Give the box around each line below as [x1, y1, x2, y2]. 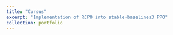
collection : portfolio [6, 20, 63, 26]
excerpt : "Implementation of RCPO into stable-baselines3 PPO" [6, 14, 168, 20]
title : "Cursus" [6, 8, 47, 15]
